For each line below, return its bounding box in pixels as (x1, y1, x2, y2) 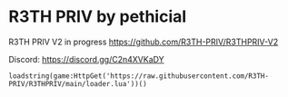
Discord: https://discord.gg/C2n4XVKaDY (8, 53, 164, 64)
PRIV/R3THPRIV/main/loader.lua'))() (8, 79, 147, 88)
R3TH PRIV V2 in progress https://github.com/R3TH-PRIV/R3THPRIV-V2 (8, 36, 279, 47)
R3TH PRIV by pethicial (8, 6, 187, 27)
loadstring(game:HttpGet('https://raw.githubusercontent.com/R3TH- (8, 71, 270, 81)
